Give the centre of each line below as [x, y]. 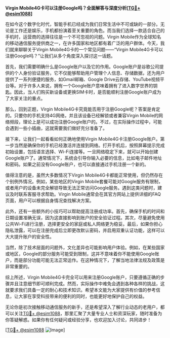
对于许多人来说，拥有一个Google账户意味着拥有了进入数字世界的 [86, 86]
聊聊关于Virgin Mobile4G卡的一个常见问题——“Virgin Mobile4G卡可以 [91, 49]
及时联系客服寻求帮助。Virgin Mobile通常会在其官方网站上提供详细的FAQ [85, 194]
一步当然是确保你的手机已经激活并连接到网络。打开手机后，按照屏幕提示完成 [85, 145]
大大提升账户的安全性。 [30, 236]
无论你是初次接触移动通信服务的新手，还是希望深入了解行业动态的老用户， [83, 307]
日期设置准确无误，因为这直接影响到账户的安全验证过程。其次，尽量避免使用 [85, 217]
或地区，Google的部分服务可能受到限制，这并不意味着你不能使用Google [80, 254]
